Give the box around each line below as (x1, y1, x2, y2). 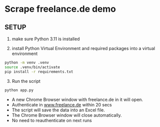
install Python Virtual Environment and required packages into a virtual (11, 46, 155, 51)
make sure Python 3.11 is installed (11, 36, 80, 42)
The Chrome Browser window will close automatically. (11, 112, 122, 118)
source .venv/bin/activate (4, 65, 60, 70)
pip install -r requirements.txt (4, 69, 74, 74)
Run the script (11, 78, 40, 84)
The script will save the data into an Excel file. (11, 107, 105, 113)
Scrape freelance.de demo (4, 3, 117, 15)
